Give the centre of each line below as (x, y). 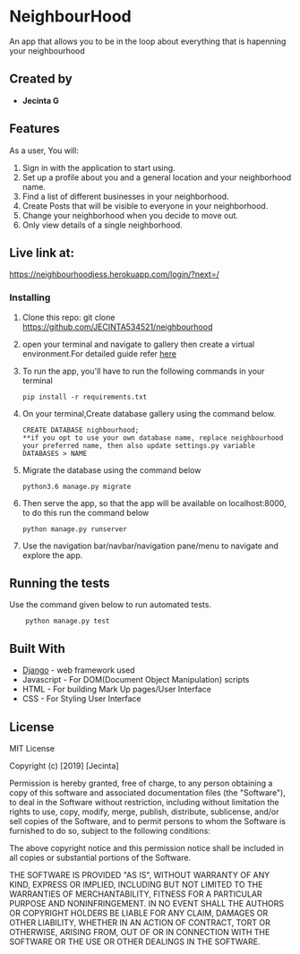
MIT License (32, 749)
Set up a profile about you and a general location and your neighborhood (157, 177)
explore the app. (52, 555)
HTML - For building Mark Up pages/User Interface (117, 689)
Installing (30, 297)
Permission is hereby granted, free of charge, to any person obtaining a (141, 783)
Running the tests (60, 584)
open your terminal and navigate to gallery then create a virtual (138, 344)
